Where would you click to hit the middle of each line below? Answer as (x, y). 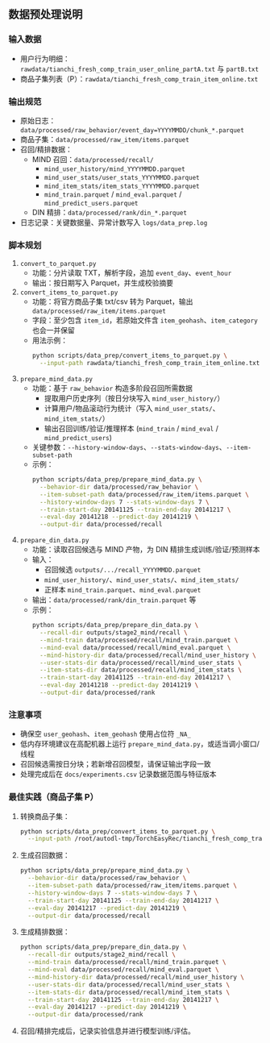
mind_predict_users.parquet (91, 203)
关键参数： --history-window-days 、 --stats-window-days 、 (129, 447)
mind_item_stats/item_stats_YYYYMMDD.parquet (122, 186)
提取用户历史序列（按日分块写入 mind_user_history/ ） (134, 398)
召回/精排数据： (46, 149)
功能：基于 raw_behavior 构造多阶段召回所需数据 (112, 389)
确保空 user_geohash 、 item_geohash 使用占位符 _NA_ (106, 734)
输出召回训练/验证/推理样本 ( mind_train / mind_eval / (131, 429)
